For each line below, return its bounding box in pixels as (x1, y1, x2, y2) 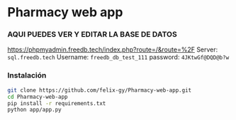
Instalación (7, 71, 47, 80)
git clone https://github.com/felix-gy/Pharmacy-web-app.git (7, 86, 192, 94)
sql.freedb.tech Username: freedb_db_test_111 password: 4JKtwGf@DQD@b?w (7, 53, 230, 61)
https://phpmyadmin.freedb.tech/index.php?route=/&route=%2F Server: (7, 45, 218, 54)
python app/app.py (7, 107, 62, 114)
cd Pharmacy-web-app (7, 93, 69, 100)
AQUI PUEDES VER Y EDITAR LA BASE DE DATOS (7, 30, 177, 40)
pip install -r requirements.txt (7, 100, 106, 107)
